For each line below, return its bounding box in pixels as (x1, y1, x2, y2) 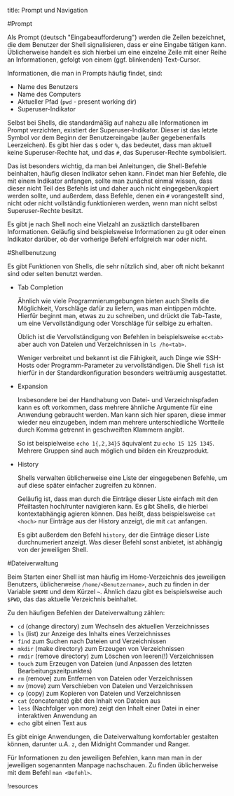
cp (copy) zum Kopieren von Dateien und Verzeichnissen (17, 689, 181, 697)
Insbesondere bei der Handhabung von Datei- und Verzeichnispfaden (17, 396, 219, 404)
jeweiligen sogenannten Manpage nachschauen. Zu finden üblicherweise (7, 761, 219, 769)
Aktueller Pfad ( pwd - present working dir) (17, 97, 137, 106)
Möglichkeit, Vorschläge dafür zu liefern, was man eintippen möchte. (17, 304, 216, 313)
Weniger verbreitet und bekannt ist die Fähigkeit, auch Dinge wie (17, 354, 205, 362)
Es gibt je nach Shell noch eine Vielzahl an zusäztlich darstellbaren (7, 220, 200, 228)
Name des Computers (17, 90, 81, 98)
